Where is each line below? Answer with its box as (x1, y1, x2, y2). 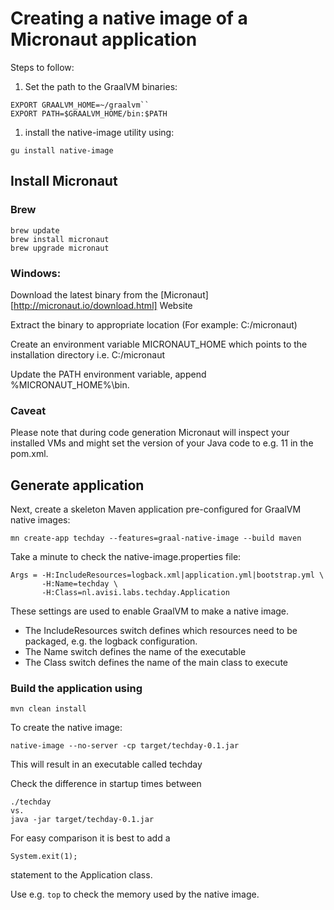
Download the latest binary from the (10, 288, 159, 301)
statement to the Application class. (10, 869, 153, 881)
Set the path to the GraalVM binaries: (24, 80, 178, 92)
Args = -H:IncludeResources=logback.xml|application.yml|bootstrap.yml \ (10, 570, 325, 581)
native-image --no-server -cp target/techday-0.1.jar (10, 741, 240, 751)
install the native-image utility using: (24, 126, 175, 138)
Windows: (10, 266, 62, 280)
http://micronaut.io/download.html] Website (13, 299, 193, 311)
